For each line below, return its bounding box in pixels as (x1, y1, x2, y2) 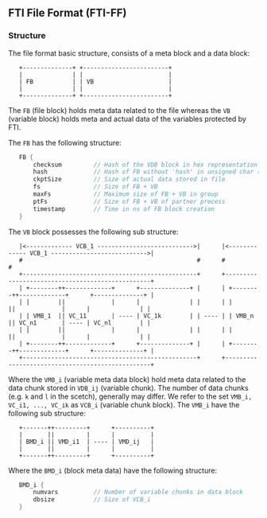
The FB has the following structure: (8, 138, 122, 147)
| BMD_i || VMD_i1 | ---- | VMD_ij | (18, 438, 155, 446)
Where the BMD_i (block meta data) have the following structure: (8, 465, 217, 475)
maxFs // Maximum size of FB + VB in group (33, 190, 219, 198)
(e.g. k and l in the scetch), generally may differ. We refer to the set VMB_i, (8, 391, 253, 401)
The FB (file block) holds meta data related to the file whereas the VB (8, 105, 230, 115)
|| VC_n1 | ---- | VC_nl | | (8, 318, 151, 327)
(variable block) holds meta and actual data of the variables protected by (8, 114, 246, 123)
